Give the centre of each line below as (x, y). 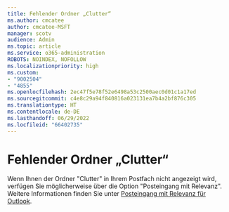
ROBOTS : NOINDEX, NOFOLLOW (47, 60)
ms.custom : (23, 72)
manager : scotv (30, 33)
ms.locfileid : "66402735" (45, 125)
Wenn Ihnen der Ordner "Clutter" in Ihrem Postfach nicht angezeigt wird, (112, 179)
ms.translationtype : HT (42, 105)
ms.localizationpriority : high (53, 66)
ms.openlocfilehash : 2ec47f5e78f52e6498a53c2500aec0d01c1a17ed (102, 92)
